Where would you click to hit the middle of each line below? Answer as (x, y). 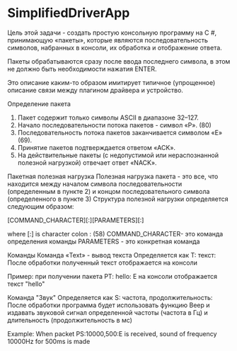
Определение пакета (39, 103)
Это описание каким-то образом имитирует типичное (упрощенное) (111, 82)
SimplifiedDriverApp (69, 13)
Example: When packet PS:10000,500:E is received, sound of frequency (112, 333)
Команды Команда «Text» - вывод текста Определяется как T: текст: (112, 255)
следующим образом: (41, 206)
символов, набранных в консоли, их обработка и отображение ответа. (115, 47)
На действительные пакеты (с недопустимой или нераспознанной (118, 155)
